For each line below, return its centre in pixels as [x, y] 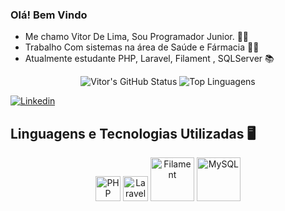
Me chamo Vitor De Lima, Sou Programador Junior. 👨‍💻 [137, 37]
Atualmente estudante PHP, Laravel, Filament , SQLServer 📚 [149, 59]
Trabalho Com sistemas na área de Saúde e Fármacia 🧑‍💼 [142, 47]
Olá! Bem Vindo [49, 15]
